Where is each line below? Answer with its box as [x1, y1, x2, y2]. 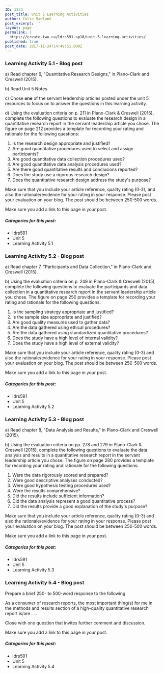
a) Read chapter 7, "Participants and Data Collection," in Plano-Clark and [5, 264, 152, 270]
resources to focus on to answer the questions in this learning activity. [5, 100, 147, 106]
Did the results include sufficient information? [12, 493, 105, 499]
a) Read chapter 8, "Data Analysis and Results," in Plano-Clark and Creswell [5, 427, 159, 433]
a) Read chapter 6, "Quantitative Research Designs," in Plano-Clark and [5, 71, 150, 77]
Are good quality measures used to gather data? [12, 320, 110, 325]
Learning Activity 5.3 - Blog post [5, 416, 84, 423]
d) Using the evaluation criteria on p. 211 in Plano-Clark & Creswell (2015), [5, 110, 154, 116]
